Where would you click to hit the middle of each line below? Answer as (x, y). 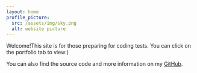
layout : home (23, 12)
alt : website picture (39, 29)
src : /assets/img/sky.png (44, 23)
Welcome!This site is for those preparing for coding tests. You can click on (99, 46)
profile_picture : (28, 17)
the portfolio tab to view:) (38, 52)
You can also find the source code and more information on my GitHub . (95, 64)
